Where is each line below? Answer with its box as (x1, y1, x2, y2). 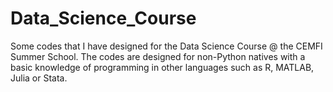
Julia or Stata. (10, 72, 68, 84)
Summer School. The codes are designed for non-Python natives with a (10, 50, 306, 62)
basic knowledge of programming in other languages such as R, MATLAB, (10, 61, 315, 73)
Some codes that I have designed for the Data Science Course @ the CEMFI (10, 40, 323, 52)
